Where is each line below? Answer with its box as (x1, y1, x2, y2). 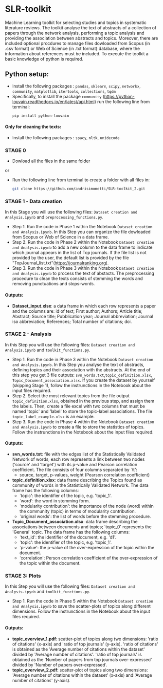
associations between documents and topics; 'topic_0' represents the (12, 524, 152, 530)
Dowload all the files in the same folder (12, 158, 91, 164)
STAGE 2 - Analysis (5, 331, 52, 338)
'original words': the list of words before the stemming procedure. (19, 514, 151, 519)
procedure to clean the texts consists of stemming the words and (12, 276, 143, 281)
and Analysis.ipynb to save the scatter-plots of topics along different (12, 603, 151, 609)
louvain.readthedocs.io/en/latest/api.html (12, 99, 95, 105)
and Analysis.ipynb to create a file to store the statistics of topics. (12, 424, 145, 430)
